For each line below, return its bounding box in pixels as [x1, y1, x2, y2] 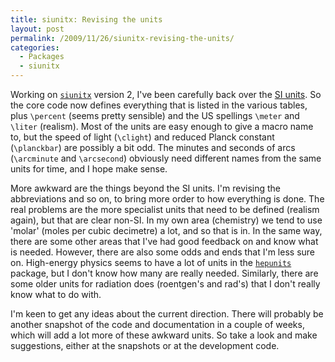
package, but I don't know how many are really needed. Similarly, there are [10, 267, 319, 279]
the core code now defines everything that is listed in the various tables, [10, 99, 308, 111]
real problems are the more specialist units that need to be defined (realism [10, 204, 320, 215]
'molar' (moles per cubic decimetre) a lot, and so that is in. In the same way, [10, 225, 323, 236]
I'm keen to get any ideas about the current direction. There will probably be [10, 308, 324, 320]
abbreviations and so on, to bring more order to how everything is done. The [10, 193, 325, 205]
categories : [10, 42, 60, 53]
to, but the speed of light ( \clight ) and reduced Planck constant [10, 131, 275, 143]
